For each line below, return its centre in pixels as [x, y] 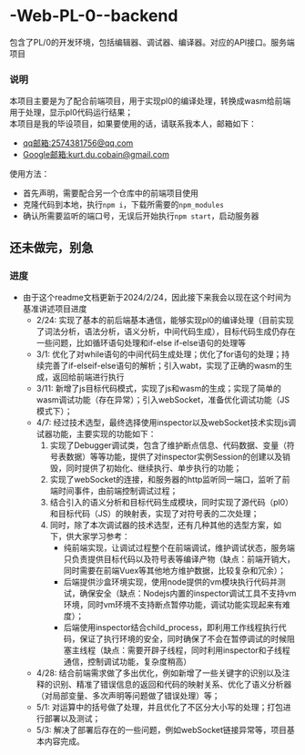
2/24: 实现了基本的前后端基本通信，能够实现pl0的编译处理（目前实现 [165, 320]
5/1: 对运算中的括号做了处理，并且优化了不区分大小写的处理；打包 [160, 707]
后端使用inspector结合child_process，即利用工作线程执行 [171, 627]
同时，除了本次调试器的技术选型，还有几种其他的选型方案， [162, 525]
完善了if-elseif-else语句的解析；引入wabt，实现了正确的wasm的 [164, 365]
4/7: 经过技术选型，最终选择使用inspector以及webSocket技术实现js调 [166, 422]
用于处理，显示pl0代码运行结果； [71, 112]
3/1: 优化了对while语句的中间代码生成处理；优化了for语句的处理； [159, 354]
